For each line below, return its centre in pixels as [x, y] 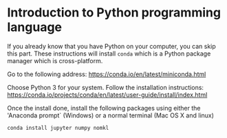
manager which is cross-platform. [55, 60]
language [35, 27]
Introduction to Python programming [114, 13]
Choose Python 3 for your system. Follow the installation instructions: [106, 87]
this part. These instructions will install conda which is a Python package [109, 54]
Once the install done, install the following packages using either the [104, 108]
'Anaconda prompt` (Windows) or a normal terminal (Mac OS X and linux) [111, 115]
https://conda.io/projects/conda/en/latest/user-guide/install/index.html [107, 95]
